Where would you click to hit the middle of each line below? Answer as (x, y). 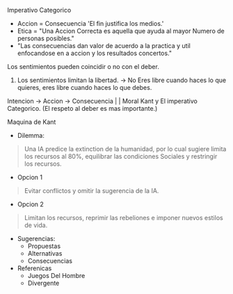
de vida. (36, 225)
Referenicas (34, 268)
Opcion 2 (30, 204)
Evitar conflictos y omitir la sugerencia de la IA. (91, 191)
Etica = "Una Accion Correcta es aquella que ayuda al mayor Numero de (121, 31)
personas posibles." (46, 38)
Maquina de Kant (32, 122)
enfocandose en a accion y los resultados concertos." (95, 53)
